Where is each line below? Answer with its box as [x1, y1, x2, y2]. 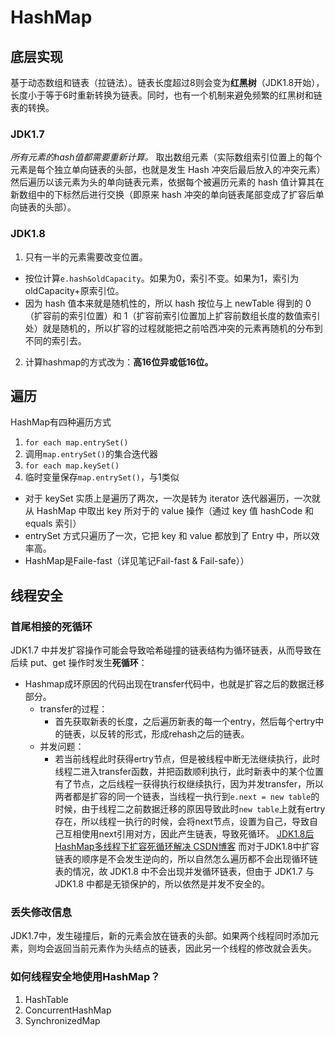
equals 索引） [24, 517, 82, 530]
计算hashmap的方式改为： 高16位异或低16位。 [24, 356, 214, 368]
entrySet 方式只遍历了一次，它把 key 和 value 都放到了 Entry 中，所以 [24, 530, 312, 542]
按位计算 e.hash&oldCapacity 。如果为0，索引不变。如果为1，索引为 [24, 272, 300, 284]
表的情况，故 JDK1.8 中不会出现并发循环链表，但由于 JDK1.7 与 [54, 866, 315, 878]
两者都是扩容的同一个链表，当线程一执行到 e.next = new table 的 [54, 791, 320, 803]
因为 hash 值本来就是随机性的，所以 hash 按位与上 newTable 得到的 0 [24, 297, 312, 309]
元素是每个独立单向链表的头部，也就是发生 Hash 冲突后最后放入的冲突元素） [10, 164, 326, 176]
